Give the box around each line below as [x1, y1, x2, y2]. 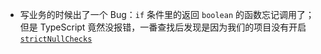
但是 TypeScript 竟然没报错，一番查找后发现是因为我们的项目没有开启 [19, 21, 307, 33]
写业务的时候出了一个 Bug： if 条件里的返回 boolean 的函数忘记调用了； [19, 9, 315, 20]
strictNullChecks [19, 34, 93, 44]
